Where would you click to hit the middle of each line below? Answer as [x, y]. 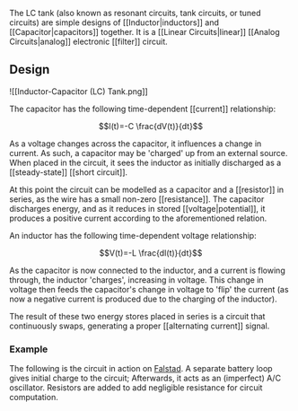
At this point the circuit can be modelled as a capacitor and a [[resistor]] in [147, 189]
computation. [34, 398]
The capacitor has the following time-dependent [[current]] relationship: [143, 109]
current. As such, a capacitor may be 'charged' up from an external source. [149, 153]
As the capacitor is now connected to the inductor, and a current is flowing [147, 270]
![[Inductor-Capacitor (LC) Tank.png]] [79, 91]
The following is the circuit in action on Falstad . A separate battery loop [141, 369]
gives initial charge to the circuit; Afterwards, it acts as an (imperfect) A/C [145, 378]
